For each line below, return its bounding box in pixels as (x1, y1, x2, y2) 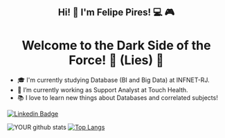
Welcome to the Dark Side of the (21, 37, 211, 53)
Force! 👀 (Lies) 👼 (69, 53, 164, 68)
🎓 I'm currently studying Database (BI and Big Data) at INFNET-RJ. (17, 76, 210, 85)
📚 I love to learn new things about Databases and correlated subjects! (17, 94, 218, 102)
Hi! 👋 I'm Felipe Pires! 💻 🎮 (57, 6, 175, 19)
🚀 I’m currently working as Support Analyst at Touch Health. (17, 86, 188, 94)
